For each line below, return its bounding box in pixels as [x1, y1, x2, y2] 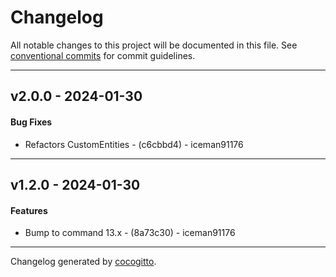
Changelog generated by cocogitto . [10, 256, 157, 268]
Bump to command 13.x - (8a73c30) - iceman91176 [24, 227, 236, 239]
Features [10, 204, 48, 216]
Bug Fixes [10, 116, 53, 128]
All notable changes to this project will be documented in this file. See [10, 39, 298, 51]
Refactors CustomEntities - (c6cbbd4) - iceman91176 [24, 138, 244, 150]
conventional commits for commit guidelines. [10, 49, 196, 61]
